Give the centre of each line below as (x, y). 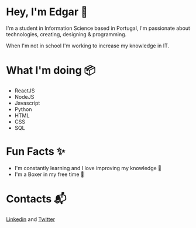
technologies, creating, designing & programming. (66, 34)
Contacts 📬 (36, 199)
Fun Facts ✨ (36, 152)
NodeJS (24, 96)
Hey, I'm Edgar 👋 (47, 12)
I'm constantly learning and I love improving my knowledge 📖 (88, 168)
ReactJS (25, 91)
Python (23, 109)
